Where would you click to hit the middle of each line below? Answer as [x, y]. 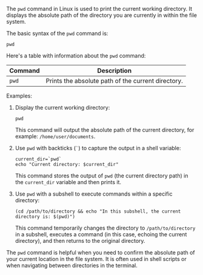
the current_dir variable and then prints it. [68, 182]
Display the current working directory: [62, 108]
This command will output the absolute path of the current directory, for [105, 130]
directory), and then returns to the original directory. [80, 241]
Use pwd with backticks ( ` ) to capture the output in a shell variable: [98, 148]
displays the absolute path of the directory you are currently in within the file [101, 15]
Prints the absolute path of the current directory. [115, 81]
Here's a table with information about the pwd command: [76, 56]
